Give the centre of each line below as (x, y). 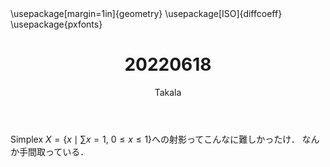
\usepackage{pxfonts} (56, 24)
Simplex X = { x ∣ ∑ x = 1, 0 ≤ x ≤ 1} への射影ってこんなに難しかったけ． (155, 139)
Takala (168, 92)
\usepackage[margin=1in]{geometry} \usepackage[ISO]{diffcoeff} (146, 13)
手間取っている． (54, 151)
